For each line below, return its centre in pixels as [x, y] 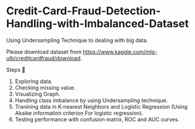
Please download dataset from [44, 51]
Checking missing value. [45, 87]
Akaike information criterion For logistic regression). [79, 113]
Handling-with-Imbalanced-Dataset [97, 24]
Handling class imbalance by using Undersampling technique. [91, 100]
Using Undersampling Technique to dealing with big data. [77, 40]
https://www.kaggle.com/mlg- [120, 51]
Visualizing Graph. [37, 94]
